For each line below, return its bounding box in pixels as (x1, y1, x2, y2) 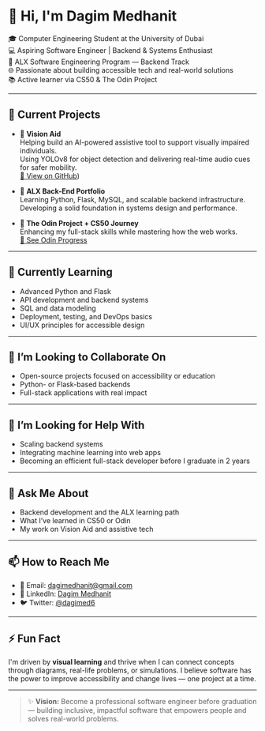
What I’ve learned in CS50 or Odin (19, 516, 131, 525)
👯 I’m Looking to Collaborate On (8, 350, 166, 364)
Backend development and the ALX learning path (19, 507, 180, 517)
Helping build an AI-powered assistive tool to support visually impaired (19, 138, 250, 147)
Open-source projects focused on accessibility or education (19, 371, 215, 381)
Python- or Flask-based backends (19, 379, 131, 390)
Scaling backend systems (19, 439, 104, 449)
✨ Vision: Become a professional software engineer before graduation (27, 696, 257, 706)
